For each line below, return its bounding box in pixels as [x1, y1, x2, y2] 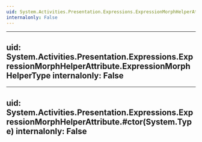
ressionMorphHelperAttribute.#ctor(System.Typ [6, 117, 192, 127]
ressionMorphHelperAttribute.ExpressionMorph [6, 61, 191, 71]
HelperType [6, 70, 51, 81]
